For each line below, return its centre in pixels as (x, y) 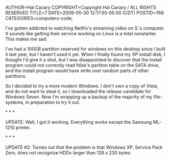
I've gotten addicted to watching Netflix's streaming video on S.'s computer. (85, 28)
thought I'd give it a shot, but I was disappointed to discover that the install (84, 60)
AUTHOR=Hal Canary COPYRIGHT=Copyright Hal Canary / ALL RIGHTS (81, 7)
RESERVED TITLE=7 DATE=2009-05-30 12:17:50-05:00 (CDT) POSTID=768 (85, 13)
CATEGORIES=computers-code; (39, 18)
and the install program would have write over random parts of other (77, 71)
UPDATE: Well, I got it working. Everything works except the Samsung (79, 122)
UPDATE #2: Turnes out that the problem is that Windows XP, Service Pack (84, 147)
